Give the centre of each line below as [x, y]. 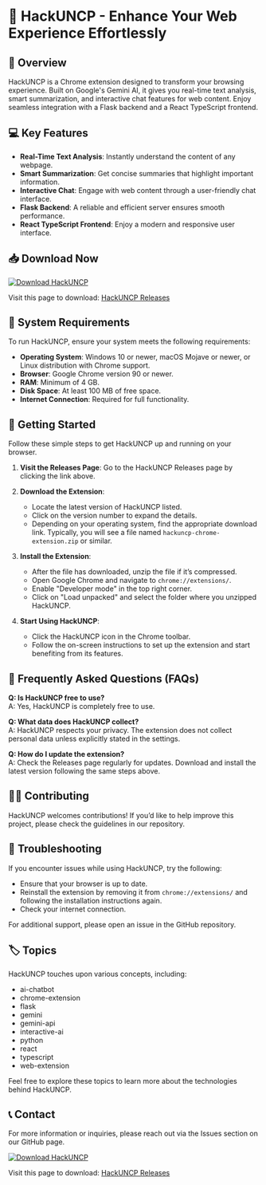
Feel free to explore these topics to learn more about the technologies [123, 1081]
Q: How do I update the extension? [66, 754]
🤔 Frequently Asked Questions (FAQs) [104, 678]
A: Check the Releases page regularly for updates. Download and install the [132, 763]
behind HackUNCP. [40, 1089]
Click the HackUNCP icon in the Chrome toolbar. [111, 636]
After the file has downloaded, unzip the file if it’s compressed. [134, 572]
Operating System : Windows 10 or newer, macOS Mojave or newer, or [135, 357]
